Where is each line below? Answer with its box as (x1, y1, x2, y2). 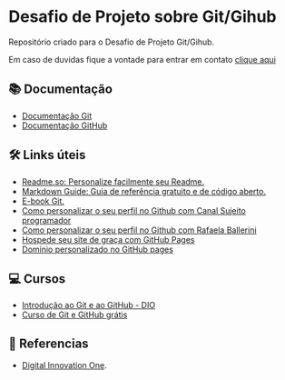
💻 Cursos (8, 271, 66, 286)
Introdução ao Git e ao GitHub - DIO (21, 300, 156, 311)
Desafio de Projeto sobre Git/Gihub (8, 6, 278, 27)
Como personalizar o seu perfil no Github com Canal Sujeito (21, 205, 247, 215)
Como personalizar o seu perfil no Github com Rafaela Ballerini (21, 225, 257, 235)
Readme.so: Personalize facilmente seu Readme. (21, 175, 205, 187)
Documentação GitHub (21, 120, 108, 131)
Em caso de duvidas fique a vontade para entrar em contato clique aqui (8, 54, 276, 65)
